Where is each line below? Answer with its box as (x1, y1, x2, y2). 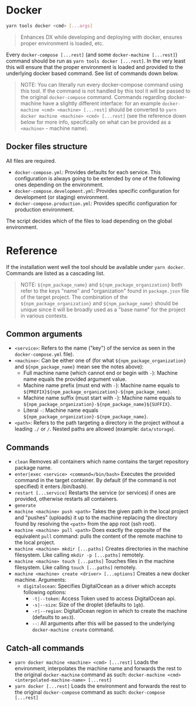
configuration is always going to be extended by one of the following (14, 175, 180, 182)
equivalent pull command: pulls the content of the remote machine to (14, 533, 183, 540)
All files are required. (6, 157, 57, 164)
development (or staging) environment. (14, 193, 109, 200)
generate (14, 503, 36, 509)
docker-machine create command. (32, 626, 115, 633)
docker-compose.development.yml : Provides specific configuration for (14, 187, 180, 194)
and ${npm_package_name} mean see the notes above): (14, 363, 144, 370)
